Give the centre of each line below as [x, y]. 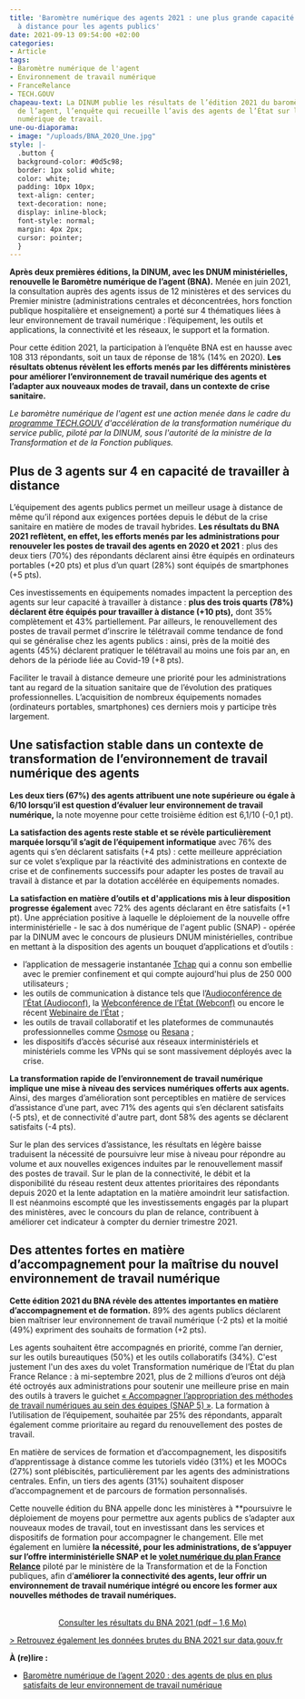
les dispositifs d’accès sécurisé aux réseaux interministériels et [140, 1041]
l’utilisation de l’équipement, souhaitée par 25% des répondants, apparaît [146, 1414]
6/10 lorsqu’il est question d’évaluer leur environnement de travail [136, 805]
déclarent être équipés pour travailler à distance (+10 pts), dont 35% [141, 612]
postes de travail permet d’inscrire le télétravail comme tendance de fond [147, 631]
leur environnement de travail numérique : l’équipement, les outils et [136, 320]
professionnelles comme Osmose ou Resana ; [108, 1031]
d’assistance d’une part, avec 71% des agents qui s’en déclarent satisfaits [147, 1107]
